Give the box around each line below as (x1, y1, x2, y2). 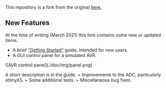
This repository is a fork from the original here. (5, 4, 102, 10)
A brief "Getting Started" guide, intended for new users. (12, 47, 128, 53)
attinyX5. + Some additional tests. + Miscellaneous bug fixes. (5, 77, 132, 83)
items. (5, 37, 18, 43)
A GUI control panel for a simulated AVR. (12, 52, 97, 58)
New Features (5, 18, 50, 27)
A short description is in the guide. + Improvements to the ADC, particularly (5, 71, 161, 77)
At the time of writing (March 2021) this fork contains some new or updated (5, 32, 161, 38)
